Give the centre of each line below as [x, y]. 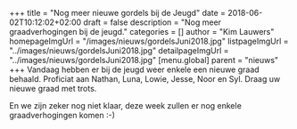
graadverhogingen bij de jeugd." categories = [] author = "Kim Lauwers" [142, 32]
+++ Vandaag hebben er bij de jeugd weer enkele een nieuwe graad [135, 69]
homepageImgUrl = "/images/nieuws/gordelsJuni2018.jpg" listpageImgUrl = [149, 41]
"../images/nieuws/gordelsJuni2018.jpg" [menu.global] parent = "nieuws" [144, 60]
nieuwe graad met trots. [53, 89]
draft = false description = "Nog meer [152, 22]
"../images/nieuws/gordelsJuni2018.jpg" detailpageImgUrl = [119, 51]
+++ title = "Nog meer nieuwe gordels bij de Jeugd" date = [117, 13]
